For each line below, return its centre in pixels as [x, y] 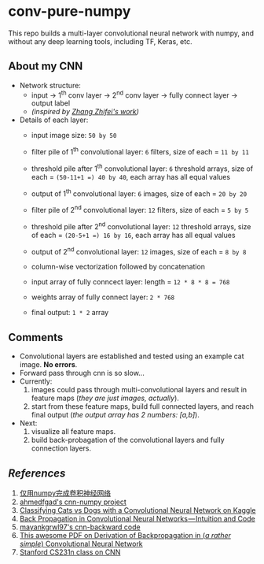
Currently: [36, 381]
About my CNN [46, 67]
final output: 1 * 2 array [70, 313]
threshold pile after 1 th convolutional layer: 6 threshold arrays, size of [142, 168]
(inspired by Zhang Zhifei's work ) [85, 112]
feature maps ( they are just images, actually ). [105, 398]
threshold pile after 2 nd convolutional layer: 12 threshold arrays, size [141, 226]
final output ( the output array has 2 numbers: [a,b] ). [115, 415]
